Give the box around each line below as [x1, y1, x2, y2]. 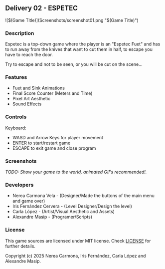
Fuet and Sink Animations [12, 85, 65, 91]
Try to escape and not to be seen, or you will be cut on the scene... [5, 61, 143, 67]
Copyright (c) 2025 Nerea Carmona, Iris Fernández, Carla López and [5, 253, 146, 259]
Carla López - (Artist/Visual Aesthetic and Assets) [12, 209, 115, 215]
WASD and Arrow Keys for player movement [12, 134, 104, 140]
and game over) [12, 198, 45, 204]
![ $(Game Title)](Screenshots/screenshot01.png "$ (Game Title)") [5, 17, 139, 23]
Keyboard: [5, 125, 26, 131]
